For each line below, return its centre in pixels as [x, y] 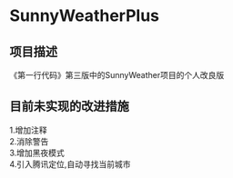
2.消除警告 [29, 141]
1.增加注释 [28, 130]
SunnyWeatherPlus [84, 16]
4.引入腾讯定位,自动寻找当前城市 [70, 163]
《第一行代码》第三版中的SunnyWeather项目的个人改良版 [117, 75]
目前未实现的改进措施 [69, 107]
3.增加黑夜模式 [37, 153]
